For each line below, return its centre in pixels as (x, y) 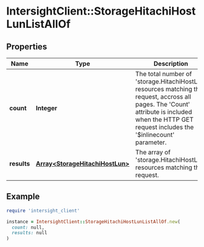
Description (171, 64)
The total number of (164, 74)
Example (23, 197)
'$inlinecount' (155, 135)
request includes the (165, 127)
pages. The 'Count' (163, 104)
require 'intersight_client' (43, 210)
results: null (29, 233)
